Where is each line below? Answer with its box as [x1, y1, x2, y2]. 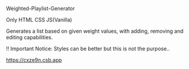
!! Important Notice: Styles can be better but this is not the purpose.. [6, 45, 170, 52]
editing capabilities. [6, 34, 53, 40]
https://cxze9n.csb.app [6, 57, 62, 63]
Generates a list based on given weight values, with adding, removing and [6, 27, 184, 34]
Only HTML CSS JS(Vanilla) [6, 16, 72, 23]
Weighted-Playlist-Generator [6, 5, 75, 12]
